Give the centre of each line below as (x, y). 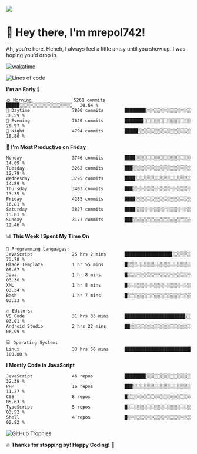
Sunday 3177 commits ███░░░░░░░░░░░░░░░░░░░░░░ (98, 220)
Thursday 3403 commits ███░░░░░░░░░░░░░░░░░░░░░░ (98, 188)
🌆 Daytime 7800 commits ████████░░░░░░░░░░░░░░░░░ (98, 110)
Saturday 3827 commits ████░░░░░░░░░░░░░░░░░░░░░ (98, 209)
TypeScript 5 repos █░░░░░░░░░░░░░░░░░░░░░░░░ (98, 407)
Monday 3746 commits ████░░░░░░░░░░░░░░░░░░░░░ (98, 158)
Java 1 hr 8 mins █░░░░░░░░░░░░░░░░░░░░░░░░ (98, 275)
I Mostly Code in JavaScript (41, 365)
